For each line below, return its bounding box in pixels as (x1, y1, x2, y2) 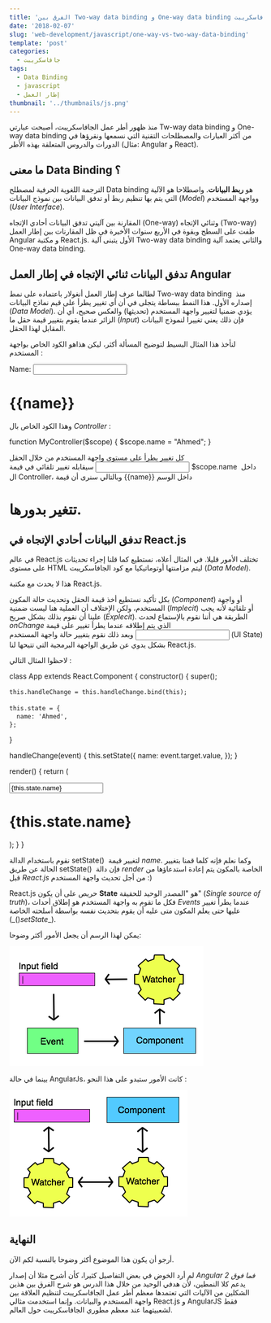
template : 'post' (9, 39, 68, 47)
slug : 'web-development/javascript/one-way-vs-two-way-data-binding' (9, 30, 250, 38)
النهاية (9, 1233, 36, 1247)
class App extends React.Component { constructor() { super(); (9, 671, 217, 681)
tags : (9, 65, 28, 73)
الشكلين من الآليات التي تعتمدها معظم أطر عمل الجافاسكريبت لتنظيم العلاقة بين (9, 1287, 250, 1297)
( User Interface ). (9, 202, 65, 212)
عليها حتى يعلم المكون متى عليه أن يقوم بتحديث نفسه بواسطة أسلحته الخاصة (9, 906, 241, 915)
